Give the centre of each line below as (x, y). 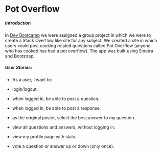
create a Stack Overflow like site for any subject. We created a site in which (81, 41)
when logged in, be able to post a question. (56, 99)
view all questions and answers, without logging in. (64, 127)
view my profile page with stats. (44, 137)
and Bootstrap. (20, 56)
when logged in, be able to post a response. (57, 108)
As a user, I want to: (32, 80)
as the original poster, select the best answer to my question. (74, 118)
